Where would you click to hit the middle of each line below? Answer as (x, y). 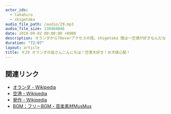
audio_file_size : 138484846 (35, 29)
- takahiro (21, 15)
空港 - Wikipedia (30, 94)
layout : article (22, 48)
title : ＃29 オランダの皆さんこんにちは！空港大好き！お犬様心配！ (68, 52)
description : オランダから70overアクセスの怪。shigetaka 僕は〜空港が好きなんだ (84, 39)
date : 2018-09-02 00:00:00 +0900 (41, 33)
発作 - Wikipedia (30, 100)
